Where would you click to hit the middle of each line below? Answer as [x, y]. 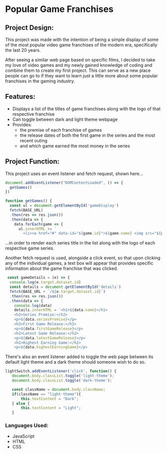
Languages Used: [27, 426]
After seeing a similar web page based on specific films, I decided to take [80, 60]
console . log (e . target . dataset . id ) [45, 282]
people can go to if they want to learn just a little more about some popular [82, 76]
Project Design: [30, 28]
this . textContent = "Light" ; [51, 408]
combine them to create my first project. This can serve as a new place [78, 70]
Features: [20, 97]
